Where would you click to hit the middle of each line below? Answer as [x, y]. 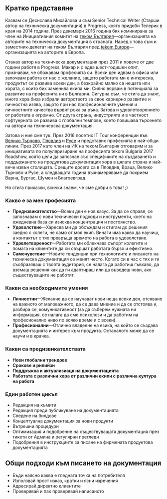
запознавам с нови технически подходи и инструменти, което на [82, 216]
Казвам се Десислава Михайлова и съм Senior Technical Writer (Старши [82, 20]
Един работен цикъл [32, 394]
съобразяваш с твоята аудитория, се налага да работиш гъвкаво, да [86, 264]
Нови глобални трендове [40, 360]
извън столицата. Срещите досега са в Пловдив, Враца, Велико [85, 167]
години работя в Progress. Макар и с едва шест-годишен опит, [72, 67]
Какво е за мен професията [41, 200]
